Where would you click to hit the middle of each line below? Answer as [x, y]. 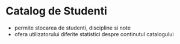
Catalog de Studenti [57, 11]
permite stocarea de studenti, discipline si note [72, 28]
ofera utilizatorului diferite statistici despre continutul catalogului [94, 34]
